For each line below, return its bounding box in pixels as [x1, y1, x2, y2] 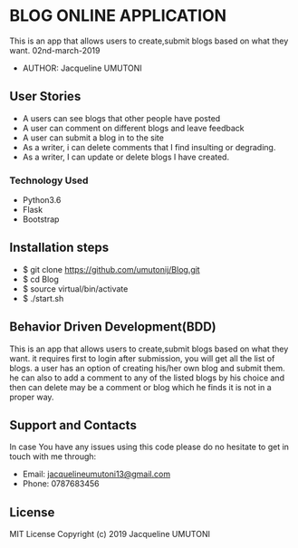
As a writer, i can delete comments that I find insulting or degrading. [22, 141, 276, 152]
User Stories [9, 89, 82, 104]
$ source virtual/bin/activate [22, 283, 129, 294]
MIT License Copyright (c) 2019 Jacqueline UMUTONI [9, 529, 211, 540]
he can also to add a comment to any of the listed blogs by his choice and [9, 372, 285, 383]
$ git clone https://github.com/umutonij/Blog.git [22, 264, 201, 274]
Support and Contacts [9, 418, 138, 433]
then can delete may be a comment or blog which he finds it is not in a [9, 381, 272, 392]
